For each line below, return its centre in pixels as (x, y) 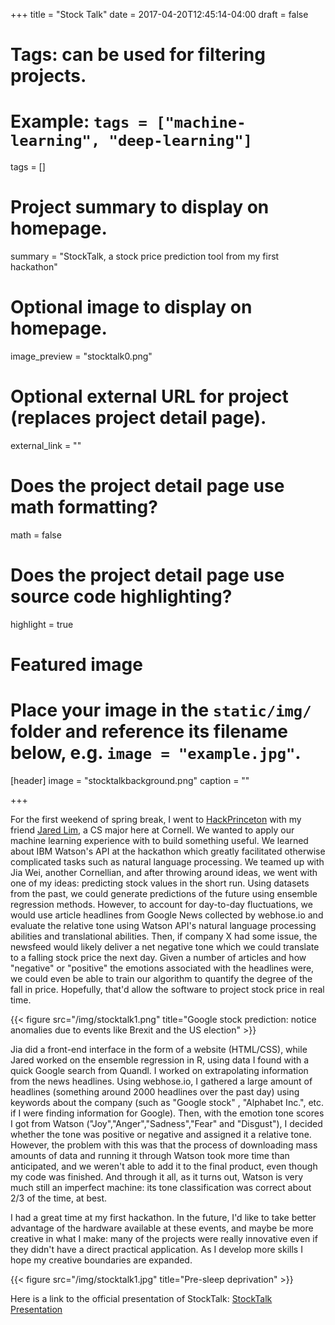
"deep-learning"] (180, 141)
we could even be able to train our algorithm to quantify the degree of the (161, 978)
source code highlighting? (121, 596)
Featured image (76, 665)
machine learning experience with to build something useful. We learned (159, 840)
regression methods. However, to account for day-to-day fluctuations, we (161, 904)
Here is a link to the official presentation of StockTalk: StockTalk (141, 1298)
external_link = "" (46, 445)
